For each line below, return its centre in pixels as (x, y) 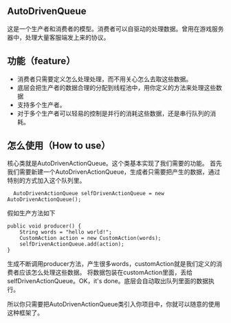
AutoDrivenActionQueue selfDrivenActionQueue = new (89, 194)
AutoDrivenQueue (47, 11)
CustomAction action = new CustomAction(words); (90, 238)
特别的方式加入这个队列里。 (46, 181)
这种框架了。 (25, 313)
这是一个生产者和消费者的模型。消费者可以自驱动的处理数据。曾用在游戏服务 (115, 29)
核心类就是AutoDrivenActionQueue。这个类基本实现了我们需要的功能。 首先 (114, 164)
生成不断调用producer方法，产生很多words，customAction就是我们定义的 (112, 264)
